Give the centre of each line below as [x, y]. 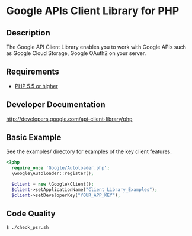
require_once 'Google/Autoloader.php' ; [61, 168]
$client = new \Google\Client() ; [53, 185]
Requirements [33, 72]
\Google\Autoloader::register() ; [53, 174]
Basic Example [34, 138]
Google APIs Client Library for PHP [93, 11]
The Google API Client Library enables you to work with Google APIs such [96, 47]
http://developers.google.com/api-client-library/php [69, 119]
